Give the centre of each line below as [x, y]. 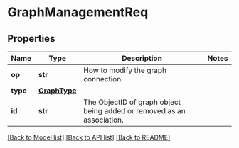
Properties [31, 39]
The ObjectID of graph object [132, 102]
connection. [103, 79]
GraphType [57, 91]
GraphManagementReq [78, 12]
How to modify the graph [125, 70]
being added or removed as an [135, 111]
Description [142, 58]
